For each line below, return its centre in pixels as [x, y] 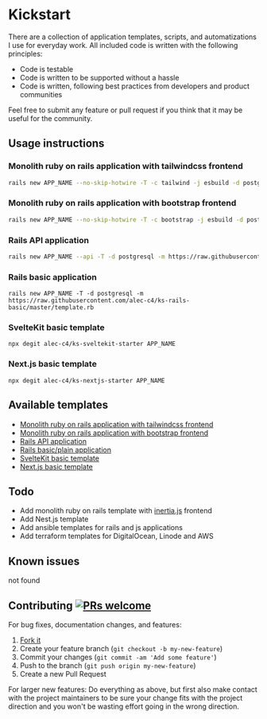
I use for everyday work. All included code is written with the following [123, 45]
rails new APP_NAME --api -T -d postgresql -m [87, 257]
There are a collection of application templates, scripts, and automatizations [132, 37]
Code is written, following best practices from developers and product [135, 86]
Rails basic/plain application [65, 450]
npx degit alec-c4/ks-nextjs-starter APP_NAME [87, 380]
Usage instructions [56, 144]
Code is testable [46, 69]
